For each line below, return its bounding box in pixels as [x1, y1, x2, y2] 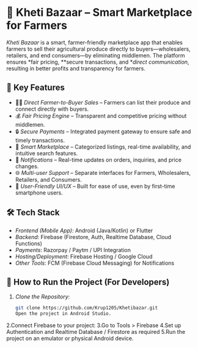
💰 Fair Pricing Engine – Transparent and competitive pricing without [15, 112, 187, 119]
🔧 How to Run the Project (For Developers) [6, 276, 170, 287]
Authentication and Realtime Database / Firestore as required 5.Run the [6, 328, 185, 336]
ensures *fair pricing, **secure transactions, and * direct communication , [6, 58, 189, 65]
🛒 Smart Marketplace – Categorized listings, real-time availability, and [15, 143, 191, 150]
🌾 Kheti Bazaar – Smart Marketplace [6, 6, 193, 20]
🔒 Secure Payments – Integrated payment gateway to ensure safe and [15, 128, 191, 135]
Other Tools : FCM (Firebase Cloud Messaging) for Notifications [15, 259, 175, 267]
